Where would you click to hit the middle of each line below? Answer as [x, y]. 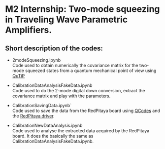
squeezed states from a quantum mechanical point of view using [91, 71]
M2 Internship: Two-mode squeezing [82, 9]
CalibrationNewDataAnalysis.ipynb [47, 125]
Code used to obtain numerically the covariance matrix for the [75, 65]
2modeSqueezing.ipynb [36, 60]
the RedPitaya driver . [33, 116]
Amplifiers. [29, 30]
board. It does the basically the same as [53, 136]
